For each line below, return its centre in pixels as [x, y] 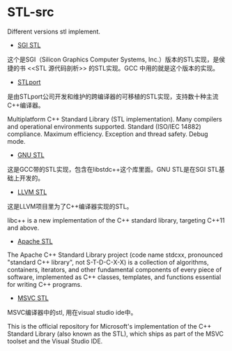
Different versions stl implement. [54, 31]
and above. [23, 227]
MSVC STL [33, 298]
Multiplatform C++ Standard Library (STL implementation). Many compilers [115, 119]
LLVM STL [32, 192]
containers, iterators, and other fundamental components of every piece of [115, 269]
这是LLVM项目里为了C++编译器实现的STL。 [70, 206]
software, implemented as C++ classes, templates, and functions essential [114, 277]
